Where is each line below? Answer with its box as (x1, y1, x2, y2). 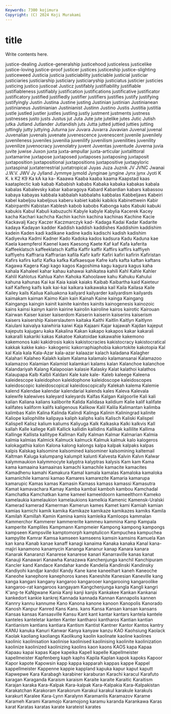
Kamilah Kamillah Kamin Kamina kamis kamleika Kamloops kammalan (5, 513, 152, 519)
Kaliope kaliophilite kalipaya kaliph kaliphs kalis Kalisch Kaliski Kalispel (5, 415, 154, 421)
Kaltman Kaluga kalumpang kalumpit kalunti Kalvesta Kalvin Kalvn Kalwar (5, 453, 160, 459)
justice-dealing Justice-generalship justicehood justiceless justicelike (5, 61, 152, 67)
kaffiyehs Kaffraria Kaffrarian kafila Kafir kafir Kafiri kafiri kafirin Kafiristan (5, 252, 161, 258)
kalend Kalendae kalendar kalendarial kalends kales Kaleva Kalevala (5, 388, 149, 394)
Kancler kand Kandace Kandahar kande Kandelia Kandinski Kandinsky (5, 562, 154, 568)
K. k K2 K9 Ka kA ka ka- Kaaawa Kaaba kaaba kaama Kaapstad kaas (5, 175, 150, 182)
